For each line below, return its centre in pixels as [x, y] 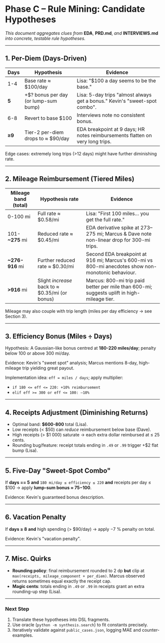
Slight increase [55, 280]
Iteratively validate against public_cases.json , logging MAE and [76, 630]
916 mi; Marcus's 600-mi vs [119, 260]
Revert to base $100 [48, 118]
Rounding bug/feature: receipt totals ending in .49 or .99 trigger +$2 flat [85, 445]
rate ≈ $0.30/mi [56, 266]
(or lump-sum [41, 101]
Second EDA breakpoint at [116, 254]
